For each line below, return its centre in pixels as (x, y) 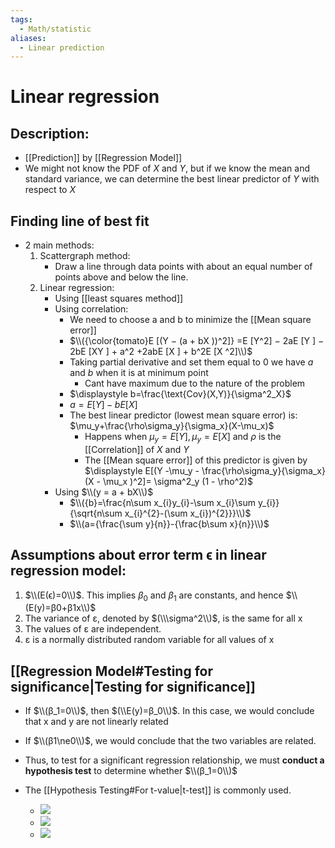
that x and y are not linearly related (96, 722)
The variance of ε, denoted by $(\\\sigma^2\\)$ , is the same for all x (163, 618)
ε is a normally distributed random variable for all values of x (149, 640)
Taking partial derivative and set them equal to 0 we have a (191, 362)
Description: (50, 133)
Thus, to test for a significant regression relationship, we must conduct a (174, 760)
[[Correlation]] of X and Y (137, 449)
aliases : (28, 38)
